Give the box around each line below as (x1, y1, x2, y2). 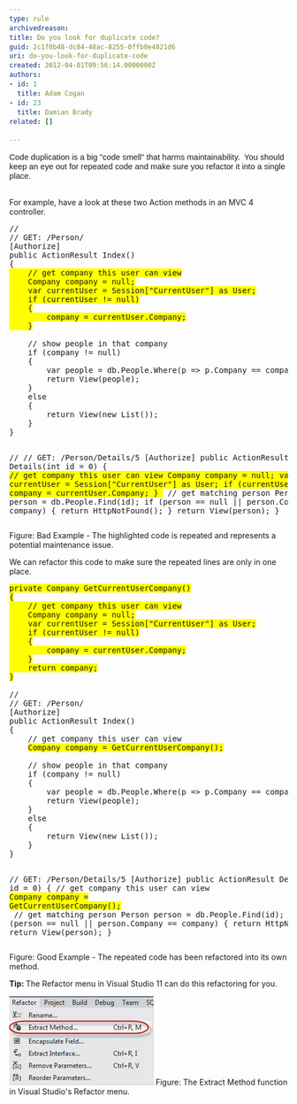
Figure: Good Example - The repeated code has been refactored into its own (9, 952, 287, 962)
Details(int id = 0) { (9, 461, 108, 472)
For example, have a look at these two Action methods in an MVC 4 (9, 197, 254, 208)
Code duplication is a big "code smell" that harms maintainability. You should (9, 152, 285, 163)
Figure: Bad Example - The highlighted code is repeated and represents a (9, 530, 277, 541)
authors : (9, 71, 42, 80)
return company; (27, 663, 99, 673)
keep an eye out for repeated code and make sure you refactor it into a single (9, 162, 286, 172)
